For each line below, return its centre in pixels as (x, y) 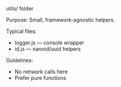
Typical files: (21, 31)
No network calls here (41, 72)
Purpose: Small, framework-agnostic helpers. (61, 20)
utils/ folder (20, 9)
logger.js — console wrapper (49, 43)
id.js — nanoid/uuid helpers (47, 49)
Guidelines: (20, 60)
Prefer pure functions (40, 78)
